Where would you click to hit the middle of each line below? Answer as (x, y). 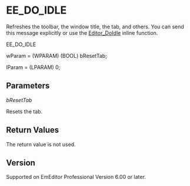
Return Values (33, 130)
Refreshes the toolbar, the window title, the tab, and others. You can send (95, 27)
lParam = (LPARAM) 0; (33, 67)
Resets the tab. (24, 111)
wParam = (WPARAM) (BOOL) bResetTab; (57, 56)
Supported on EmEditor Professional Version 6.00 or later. (76, 177)
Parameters (28, 86)
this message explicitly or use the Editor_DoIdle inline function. (82, 32)
